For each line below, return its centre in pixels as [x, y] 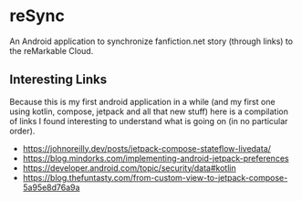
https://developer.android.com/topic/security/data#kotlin [129, 168]
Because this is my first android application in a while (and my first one [142, 101]
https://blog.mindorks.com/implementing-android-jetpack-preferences [156, 158]
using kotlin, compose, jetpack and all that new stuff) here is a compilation [149, 111]
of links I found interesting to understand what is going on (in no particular [149, 121]
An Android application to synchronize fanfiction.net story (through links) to [151, 41]
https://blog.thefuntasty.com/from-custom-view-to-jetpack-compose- [155, 177]
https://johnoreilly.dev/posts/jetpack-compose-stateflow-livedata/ [147, 148]
